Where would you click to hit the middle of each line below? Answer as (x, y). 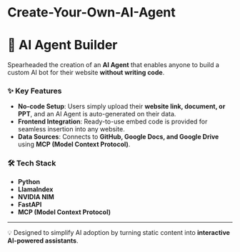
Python (29, 181)
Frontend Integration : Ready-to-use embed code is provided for (112, 121)
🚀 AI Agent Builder (62, 45)
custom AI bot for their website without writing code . (86, 73)
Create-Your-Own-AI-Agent (92, 12)
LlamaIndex (35, 189)
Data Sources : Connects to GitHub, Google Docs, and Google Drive (118, 137)
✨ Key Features (35, 91)
